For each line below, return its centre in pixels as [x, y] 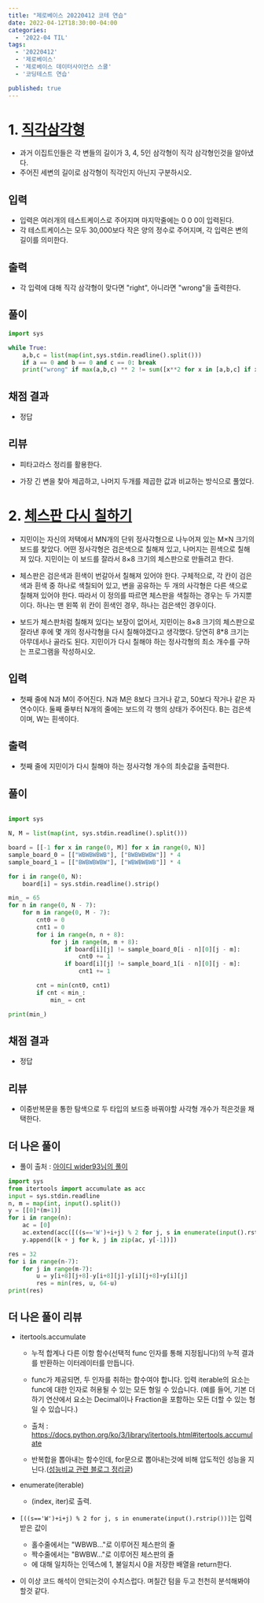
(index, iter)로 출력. [61, 1501]
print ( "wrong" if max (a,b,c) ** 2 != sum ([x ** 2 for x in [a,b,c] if [137, 370]
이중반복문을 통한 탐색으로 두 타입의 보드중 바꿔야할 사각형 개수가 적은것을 [133, 1109]
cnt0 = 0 [51, 920]
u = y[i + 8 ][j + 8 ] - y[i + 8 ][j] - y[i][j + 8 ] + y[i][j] [112, 1276]
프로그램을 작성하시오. [62, 651]
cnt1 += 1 [94, 971]
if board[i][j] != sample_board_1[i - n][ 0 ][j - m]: [152, 964]
